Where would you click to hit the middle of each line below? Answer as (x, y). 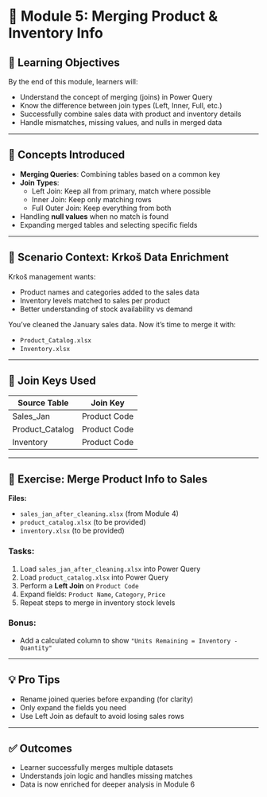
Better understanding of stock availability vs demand (106, 309)
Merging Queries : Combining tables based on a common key (120, 174)
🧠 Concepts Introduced (67, 155)
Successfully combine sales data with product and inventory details (130, 114)
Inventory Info (56, 33)
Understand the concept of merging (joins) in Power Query (116, 97)
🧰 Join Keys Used (52, 381)
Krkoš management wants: (52, 276)
